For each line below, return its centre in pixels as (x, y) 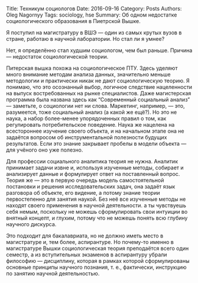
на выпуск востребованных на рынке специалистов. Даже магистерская (99, 93)
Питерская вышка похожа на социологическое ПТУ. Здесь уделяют (92, 68)
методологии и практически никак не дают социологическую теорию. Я (98, 81)
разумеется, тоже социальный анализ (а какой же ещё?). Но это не (92, 112)
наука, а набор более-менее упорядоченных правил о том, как (86, 118)
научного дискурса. (31, 224)
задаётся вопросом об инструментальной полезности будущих (87, 137)
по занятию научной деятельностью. (53, 274)
